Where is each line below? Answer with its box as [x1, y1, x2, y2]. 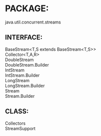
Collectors [5, 120, 26, 126]
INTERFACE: [5, 33, 43, 42]
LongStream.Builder [5, 83, 45, 89]
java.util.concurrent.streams [5, 19, 61, 25]
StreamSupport [5, 125, 35, 131]
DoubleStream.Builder [5, 62, 50, 68]
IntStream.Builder [5, 72, 40, 78]
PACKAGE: [5, 3, 49, 14]
